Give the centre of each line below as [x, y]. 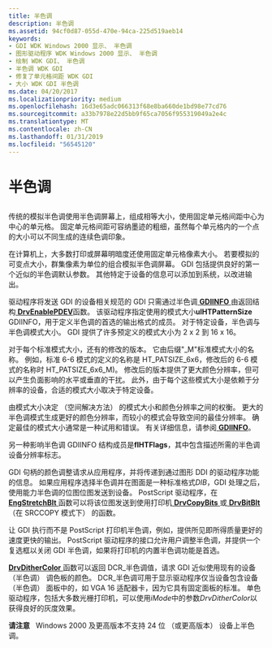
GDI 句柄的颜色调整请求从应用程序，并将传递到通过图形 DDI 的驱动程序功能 [134, 473]
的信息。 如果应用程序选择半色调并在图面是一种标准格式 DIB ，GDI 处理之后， [136, 482]
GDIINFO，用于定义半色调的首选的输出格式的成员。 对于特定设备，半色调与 [134, 322]
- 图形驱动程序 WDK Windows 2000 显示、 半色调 [83, 54]
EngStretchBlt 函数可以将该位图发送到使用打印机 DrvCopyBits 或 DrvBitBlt [134, 503]
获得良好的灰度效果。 [44, 608]
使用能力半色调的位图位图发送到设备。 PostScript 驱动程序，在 [113, 493]
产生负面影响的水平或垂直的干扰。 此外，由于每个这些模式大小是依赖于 [134, 380]
